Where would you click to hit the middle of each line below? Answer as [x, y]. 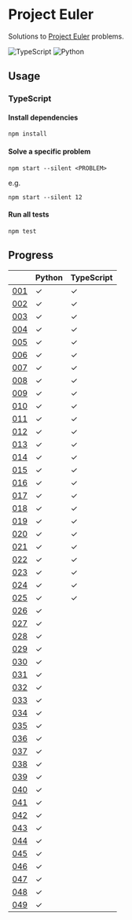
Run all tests [29, 215]
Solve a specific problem [49, 152]
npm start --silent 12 [45, 197]
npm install [27, 134]
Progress [31, 255]
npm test [22, 231]
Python [49, 277]
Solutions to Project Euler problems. [66, 36]
